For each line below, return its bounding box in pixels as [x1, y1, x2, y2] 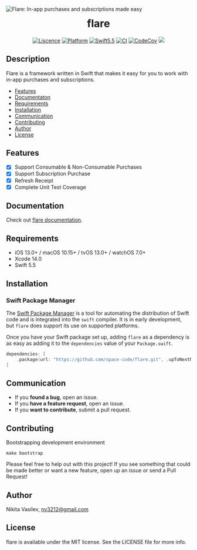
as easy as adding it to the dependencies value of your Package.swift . [6, 340, 173, 347]
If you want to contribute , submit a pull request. [14, 406, 131, 414]
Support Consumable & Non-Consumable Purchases [14, 163, 142, 170]
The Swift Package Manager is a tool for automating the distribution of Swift [6, 309, 189, 317]
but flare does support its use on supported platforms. [6, 322, 140, 329]
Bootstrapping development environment [6, 439, 106, 446]
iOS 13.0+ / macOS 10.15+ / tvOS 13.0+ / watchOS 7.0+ [14, 249, 147, 256]
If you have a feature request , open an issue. [14, 400, 125, 407]
